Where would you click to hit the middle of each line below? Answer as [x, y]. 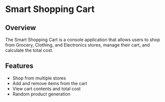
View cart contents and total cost [46, 88]
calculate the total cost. [29, 50]
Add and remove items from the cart [50, 83]
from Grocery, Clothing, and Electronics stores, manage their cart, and [77, 45]
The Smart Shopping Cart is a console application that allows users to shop [83, 39]
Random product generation [41, 94]
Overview [21, 28]
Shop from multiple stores [39, 78]
